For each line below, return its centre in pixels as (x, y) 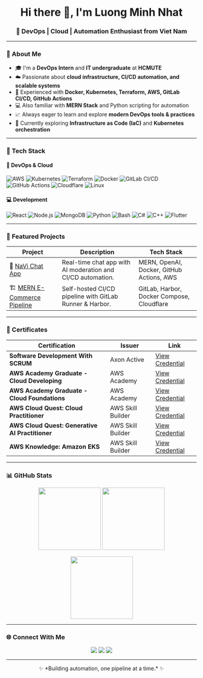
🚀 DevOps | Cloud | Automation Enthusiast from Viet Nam (101, 32)
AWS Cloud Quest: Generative (53, 425)
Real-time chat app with (96, 262)
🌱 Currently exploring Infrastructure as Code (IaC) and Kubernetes (99, 123)
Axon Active (127, 359)
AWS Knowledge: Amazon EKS (55, 447)
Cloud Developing (36, 381)
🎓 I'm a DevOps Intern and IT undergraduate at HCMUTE (88, 68)
